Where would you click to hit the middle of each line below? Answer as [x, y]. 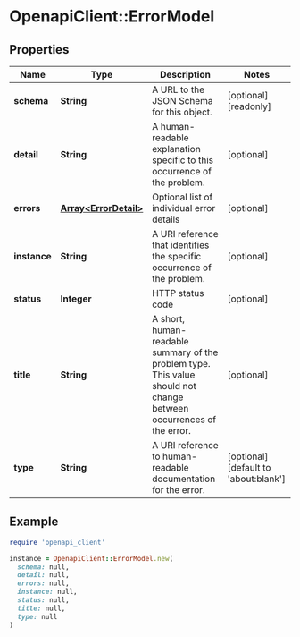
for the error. [178, 490]
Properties [39, 50]
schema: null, [43, 567]
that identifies [180, 245]
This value [173, 375]
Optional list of [182, 197]
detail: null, [43, 575]
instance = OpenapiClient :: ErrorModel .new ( [92, 558]
